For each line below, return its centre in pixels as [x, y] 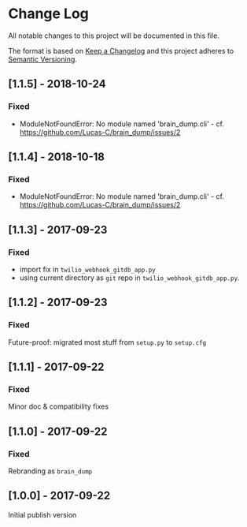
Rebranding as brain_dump [50, 471]
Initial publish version [42, 514]
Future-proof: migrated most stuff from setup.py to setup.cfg [107, 342]
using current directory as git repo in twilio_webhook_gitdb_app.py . [129, 278]
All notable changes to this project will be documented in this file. [114, 36]
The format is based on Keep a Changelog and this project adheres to [121, 50]
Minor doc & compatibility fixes [58, 406]
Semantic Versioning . [42, 59]
